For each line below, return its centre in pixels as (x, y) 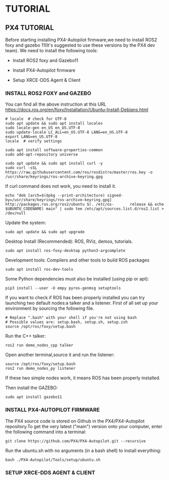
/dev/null (16, 213)
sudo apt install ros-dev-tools (39, 270)
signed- (115, 196)
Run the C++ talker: (26, 336)
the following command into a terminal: (46, 432)
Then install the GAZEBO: (32, 388)
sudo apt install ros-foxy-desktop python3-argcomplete (65, 251)
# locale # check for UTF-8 (36, 119)
